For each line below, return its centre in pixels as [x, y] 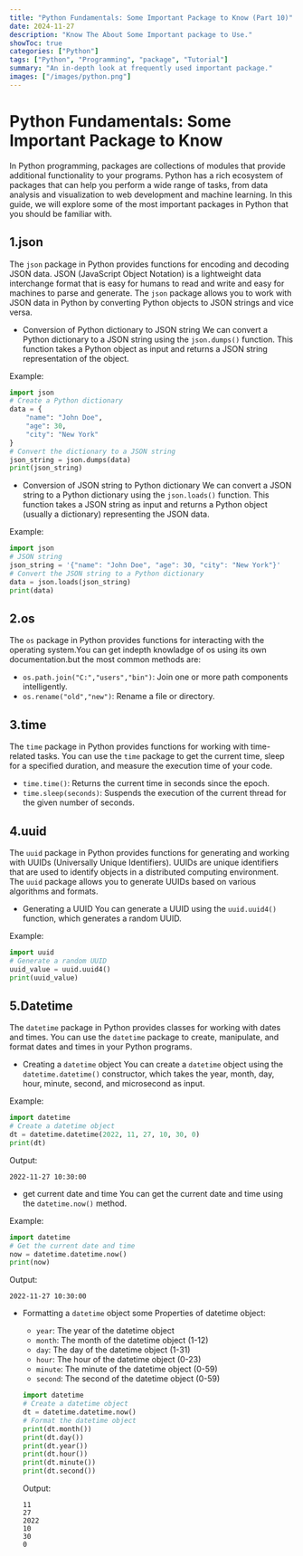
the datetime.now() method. [75, 1203]
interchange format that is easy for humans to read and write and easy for [147, 283]
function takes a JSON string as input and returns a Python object [145, 505]
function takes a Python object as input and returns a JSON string [145, 348]
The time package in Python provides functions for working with [129, 746]
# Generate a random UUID [58, 961]
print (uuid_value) [44, 978]
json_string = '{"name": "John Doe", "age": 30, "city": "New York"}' [145, 565]
